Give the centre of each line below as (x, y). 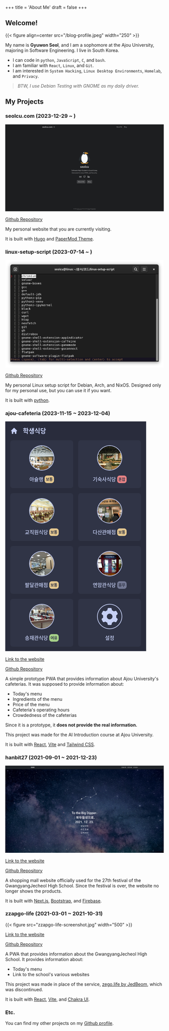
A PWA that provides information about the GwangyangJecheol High (76, 954)
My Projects (24, 102)
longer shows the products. (34, 891)
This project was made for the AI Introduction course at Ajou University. (79, 735)
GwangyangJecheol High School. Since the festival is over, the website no (82, 886)
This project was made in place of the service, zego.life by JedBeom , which (84, 984)
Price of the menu (31, 705)
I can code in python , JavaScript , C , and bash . (59, 60)
